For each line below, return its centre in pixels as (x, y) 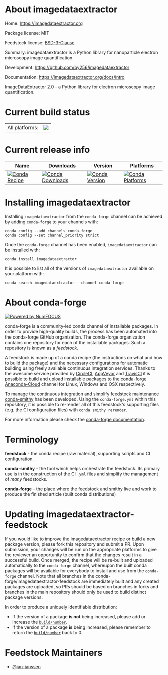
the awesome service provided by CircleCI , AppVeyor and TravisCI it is (78, 373)
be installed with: (23, 250)
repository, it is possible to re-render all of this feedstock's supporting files (82, 404)
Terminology (32, 439)
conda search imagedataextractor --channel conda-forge (64, 283)
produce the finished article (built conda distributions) (61, 494)
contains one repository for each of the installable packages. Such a (75, 342)
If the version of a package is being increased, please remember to (81, 627)
